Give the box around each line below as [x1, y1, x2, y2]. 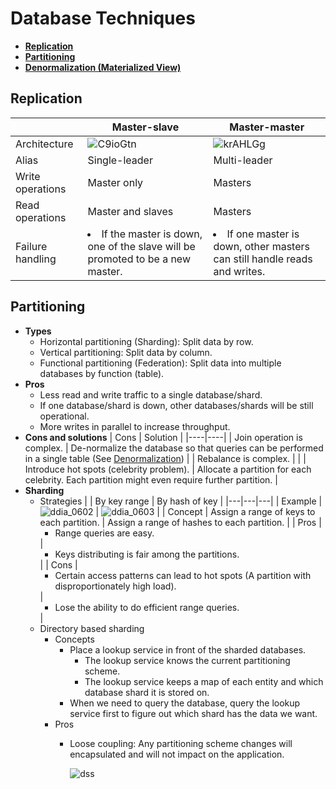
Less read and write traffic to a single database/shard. [39, 388, 263, 401]
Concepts [54, 633, 95, 645]
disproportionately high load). [54, 580, 177, 592]
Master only [87, 175, 144, 189]
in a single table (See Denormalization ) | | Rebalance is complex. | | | [24, 452, 307, 464]
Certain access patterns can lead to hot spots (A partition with [54, 569, 312, 581]
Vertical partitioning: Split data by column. [39, 346, 213, 358]
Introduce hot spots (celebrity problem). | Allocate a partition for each [24, 463, 312, 475]
